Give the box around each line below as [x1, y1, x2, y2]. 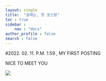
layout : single [5, 7, 38, 13]
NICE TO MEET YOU [5, 60, 48, 66]
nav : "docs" [14, 27, 42, 32]
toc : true [5, 17, 29, 22]
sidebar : [5, 22, 26, 27]
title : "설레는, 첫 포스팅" [5, 12, 60, 17]
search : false [5, 36, 38, 42]
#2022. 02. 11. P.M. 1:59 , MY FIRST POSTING [5, 50, 101, 56]
